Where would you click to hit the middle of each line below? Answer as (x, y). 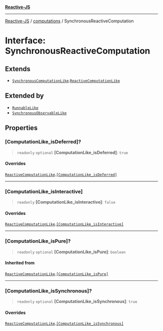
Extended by (24, 96)
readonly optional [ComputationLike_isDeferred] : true (73, 152)
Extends (18, 69)
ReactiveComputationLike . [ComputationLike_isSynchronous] (64, 323)
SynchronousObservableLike (39, 113)
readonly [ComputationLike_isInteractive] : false (66, 202)
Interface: (25, 41)
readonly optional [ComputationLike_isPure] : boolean (71, 252)
